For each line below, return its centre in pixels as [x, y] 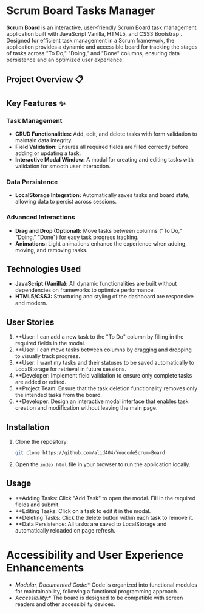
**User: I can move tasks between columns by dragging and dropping [104, 350]
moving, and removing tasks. [51, 250]
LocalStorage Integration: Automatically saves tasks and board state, [102, 195]
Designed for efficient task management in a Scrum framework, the [90, 40]
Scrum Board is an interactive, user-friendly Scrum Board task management [101, 27]
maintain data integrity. [44, 140]
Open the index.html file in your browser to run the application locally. [103, 464]
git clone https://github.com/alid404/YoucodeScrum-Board [90, 453]
